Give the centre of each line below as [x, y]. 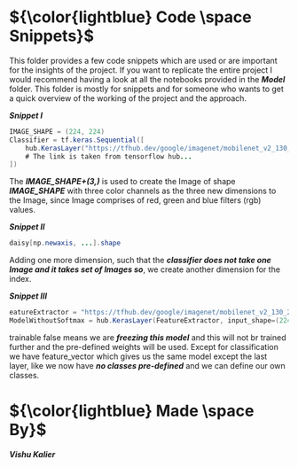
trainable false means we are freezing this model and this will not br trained [148, 337]
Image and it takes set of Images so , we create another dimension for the [145, 269]
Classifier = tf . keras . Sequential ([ [77, 140]
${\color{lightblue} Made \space [132, 411]
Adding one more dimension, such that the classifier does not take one [141, 261]
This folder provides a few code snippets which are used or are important [143, 60]
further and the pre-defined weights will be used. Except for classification [144, 346]
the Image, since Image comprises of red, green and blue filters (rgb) [135, 200]
